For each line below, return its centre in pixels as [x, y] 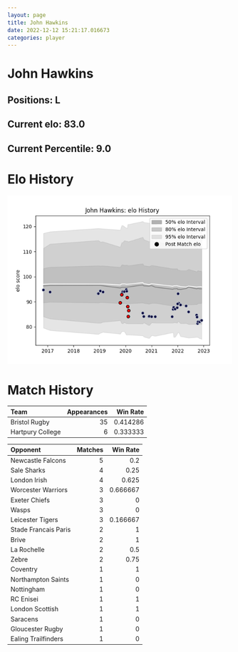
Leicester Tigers [34, 520]
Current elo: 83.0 [46, 124]
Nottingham [27, 589]
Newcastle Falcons [38, 460]
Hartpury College [36, 432]
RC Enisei [25, 599]
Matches [90, 450]
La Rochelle [27, 549]
